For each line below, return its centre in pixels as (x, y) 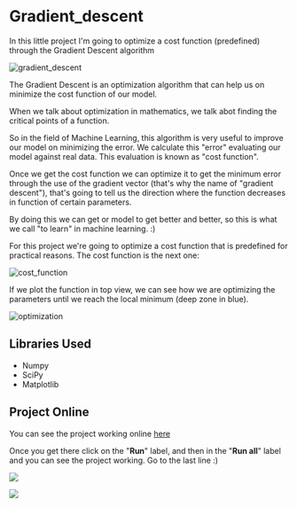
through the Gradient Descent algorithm (82, 50)
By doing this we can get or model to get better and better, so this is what (143, 219)
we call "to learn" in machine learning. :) (82, 229)
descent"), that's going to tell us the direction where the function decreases (148, 192)
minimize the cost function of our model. (83, 94)
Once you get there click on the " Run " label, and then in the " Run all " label (145, 450)
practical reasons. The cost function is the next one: (104, 255)
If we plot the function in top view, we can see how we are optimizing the (142, 289)
